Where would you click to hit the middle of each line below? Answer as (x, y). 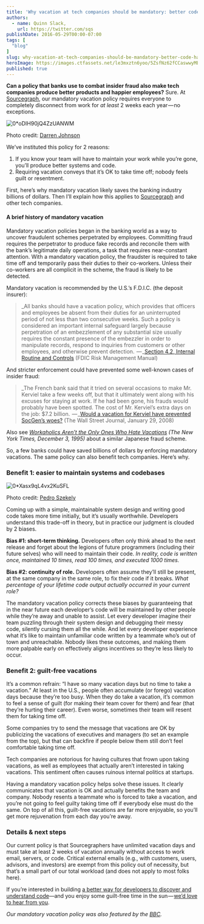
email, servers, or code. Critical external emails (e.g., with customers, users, (101, 858)
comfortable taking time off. (41, 747)
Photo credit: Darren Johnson (43, 135)
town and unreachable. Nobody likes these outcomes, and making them (96, 642)
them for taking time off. (36, 716)
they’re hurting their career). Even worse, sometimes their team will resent (99, 710)
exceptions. (21, 112)
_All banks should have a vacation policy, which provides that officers (108, 306)
